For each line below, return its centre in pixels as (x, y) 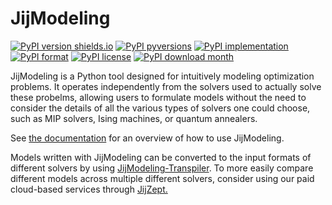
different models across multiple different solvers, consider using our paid (162, 178)
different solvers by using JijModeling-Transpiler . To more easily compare (162, 168)
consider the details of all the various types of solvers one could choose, (160, 108)
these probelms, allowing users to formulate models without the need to (158, 97)
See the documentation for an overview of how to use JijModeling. (147, 138)
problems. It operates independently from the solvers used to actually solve (166, 86)
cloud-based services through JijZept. (89, 189)
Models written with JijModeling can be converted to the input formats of (161, 157)
